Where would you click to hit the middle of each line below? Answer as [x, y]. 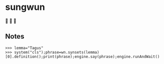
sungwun [25, 7]
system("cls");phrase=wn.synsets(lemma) [57, 52]
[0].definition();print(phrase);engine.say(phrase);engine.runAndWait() [82, 57]
